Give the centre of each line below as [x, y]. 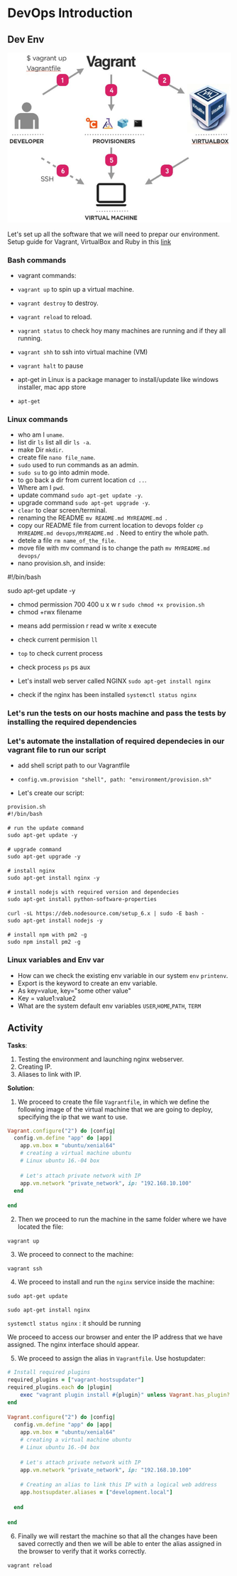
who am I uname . [41, 435]
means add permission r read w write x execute [87, 626]
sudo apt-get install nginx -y [54, 878]
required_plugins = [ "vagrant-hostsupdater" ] [76, 1380]
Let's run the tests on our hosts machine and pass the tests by [117, 713]
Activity [26, 1028]
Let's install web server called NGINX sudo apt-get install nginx [114, 681]
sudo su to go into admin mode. [64, 473]
